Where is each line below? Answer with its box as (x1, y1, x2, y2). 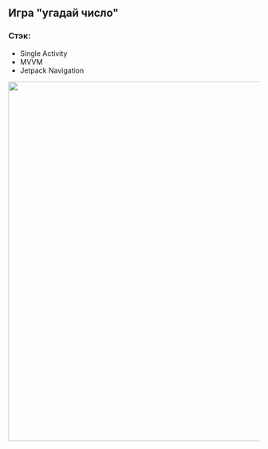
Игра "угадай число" (8, 6, 119, 20)
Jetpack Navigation (19, 66, 85, 75)
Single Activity (19, 48, 68, 58)
